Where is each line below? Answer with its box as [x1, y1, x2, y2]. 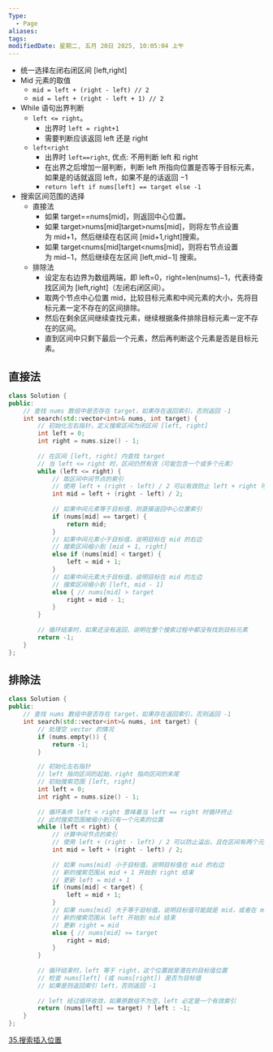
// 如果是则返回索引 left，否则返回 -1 [37, 981, 157, 989]
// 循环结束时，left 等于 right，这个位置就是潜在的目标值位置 [37, 967, 227, 975]
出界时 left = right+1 [44, 123, 119, 133]
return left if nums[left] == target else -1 [44, 184, 201, 192]
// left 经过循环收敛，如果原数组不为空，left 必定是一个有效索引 [37, 997, 236, 1005]
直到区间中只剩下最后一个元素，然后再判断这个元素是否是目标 [44, 334, 252, 344]
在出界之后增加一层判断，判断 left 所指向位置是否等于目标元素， [44, 162, 259, 172]
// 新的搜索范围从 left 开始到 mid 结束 [51, 913, 176, 922]
